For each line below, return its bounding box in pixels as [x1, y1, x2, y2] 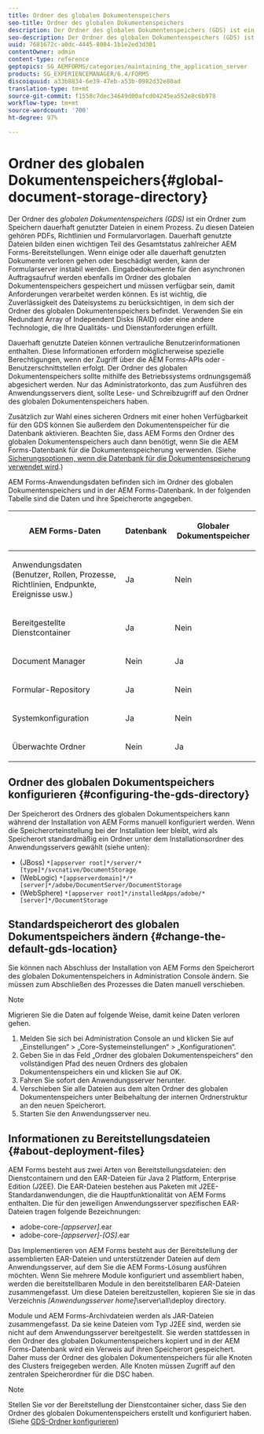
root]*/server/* [89, 859, 142, 867]
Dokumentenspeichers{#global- [8, 171, 224, 190]
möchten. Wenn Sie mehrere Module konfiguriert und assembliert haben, [8, 1271, 244, 1281]
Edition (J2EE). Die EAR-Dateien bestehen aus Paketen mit [8, 1181, 198, 1192]
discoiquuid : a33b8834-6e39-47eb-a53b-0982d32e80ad [8, 77, 181, 85]
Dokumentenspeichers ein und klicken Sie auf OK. [19, 1067, 182, 1077]
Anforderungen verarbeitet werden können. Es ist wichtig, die [8, 289, 207, 299]
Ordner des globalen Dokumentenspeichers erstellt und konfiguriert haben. [8, 1409, 251, 1418]
